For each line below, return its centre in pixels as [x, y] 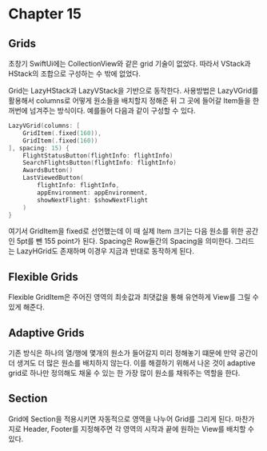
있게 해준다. [27, 307]
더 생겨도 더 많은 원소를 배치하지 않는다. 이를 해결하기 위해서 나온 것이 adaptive [132, 363]
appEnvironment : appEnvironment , [93, 193]
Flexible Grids [43, 277]
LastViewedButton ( [53, 178]
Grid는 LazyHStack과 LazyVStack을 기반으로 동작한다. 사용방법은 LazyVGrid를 [133, 90]
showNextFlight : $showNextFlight [93, 200]
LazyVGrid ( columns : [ [44, 126]
